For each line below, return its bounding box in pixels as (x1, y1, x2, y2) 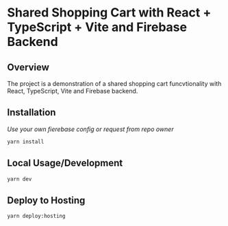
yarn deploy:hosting (7, 213, 66, 220)
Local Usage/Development (7, 157, 123, 169)
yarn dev (7, 175, 32, 183)
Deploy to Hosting (7, 194, 86, 206)
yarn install (7, 138, 45, 145)
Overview (7, 61, 50, 73)
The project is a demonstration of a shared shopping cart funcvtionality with (7, 80, 222, 87)
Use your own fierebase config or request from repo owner (7, 125, 174, 133)
